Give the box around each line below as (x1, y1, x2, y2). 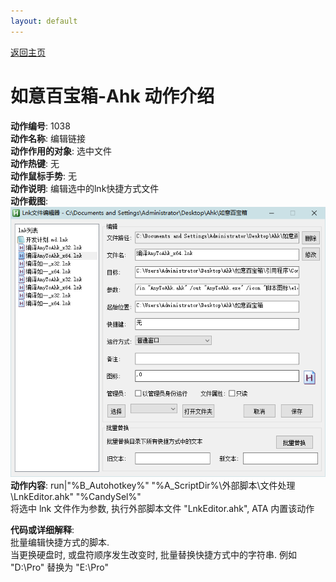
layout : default (10, 16, 78, 26)
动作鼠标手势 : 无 (10, 170, 77, 182)
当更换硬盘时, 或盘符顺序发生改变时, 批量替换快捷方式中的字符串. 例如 (10, 549, 297, 561)
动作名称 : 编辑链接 (10, 132, 86, 144)
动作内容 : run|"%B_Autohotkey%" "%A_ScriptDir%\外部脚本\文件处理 (10, 480, 296, 492)
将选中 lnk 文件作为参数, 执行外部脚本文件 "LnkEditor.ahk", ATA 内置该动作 (10, 503, 315, 515)
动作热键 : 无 (10, 157, 60, 169)
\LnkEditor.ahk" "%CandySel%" (10, 491, 142, 503)
